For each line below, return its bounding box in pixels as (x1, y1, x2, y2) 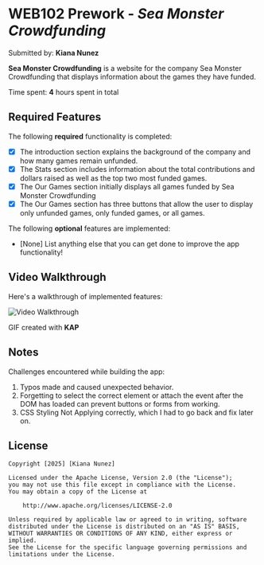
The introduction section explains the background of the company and (19, 146, 250, 156)
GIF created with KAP (8, 322, 80, 332)
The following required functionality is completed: (8, 131, 173, 141)
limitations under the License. (8, 551, 115, 559)
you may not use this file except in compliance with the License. (8, 481, 237, 489)
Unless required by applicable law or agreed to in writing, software (8, 516, 247, 524)
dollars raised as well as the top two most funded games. (19, 173, 208, 183)
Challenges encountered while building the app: (8, 367, 165, 376)
